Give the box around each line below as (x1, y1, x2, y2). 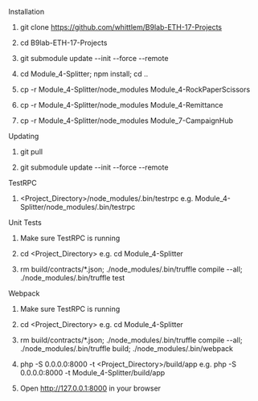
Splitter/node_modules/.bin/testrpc (19, 203, 136, 211)
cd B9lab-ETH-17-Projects (19, 38, 108, 47)
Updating (8, 132, 39, 141)
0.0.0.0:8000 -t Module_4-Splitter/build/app (19, 368, 166, 377)
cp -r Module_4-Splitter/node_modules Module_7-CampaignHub (19, 116, 234, 125)
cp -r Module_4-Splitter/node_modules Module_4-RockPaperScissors (19, 84, 251, 94)
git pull (19, 147, 43, 156)
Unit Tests (8, 218, 42, 227)
